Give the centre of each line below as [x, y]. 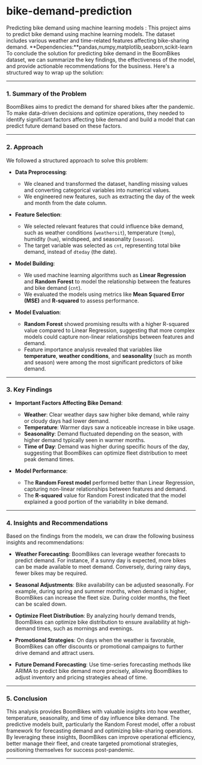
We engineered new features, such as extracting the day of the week [109, 196]
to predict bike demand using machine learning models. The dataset [91, 34]
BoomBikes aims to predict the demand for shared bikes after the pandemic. [101, 107]
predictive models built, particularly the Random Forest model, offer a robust [101, 724]
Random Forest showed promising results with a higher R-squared [106, 324]
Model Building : [35, 263]
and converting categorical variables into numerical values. [97, 190]
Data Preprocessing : [41, 172]
